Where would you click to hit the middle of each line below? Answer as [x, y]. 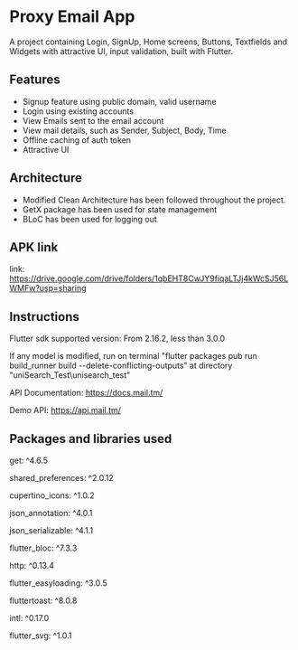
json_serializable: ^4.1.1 [51, 530]
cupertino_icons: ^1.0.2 [52, 495]
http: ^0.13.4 [32, 565]
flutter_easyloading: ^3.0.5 [58, 583]
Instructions [44, 317]
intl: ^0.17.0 [29, 618]
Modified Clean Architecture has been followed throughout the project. [154, 200]
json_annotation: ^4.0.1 [51, 513]
